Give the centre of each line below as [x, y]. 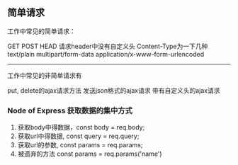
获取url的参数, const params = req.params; [80, 145]
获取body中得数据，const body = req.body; [81, 127]
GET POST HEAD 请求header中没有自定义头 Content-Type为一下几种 [108, 46]
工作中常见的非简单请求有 [45, 75]
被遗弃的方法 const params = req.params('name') [90, 154]
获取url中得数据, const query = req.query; [78, 136]
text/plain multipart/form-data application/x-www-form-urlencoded [106, 54]
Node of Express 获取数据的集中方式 [70, 110]
